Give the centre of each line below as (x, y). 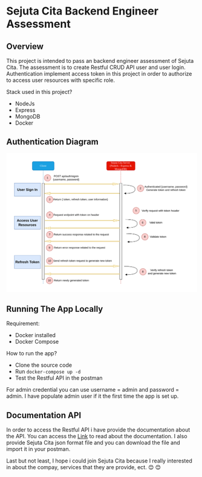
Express (25, 110)
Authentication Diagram (52, 142)
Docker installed (35, 335)
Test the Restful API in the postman (59, 378)
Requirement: (23, 324)
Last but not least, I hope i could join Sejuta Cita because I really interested (99, 461)
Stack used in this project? (39, 92)
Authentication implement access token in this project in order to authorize (99, 74)
